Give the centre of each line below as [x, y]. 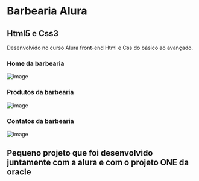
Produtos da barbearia [40, 92]
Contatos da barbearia [40, 121]
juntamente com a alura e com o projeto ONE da [98, 163]
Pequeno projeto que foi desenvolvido [80, 153]
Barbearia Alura [47, 11]
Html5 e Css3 [33, 33]
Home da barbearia [36, 63]
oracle [19, 172]
